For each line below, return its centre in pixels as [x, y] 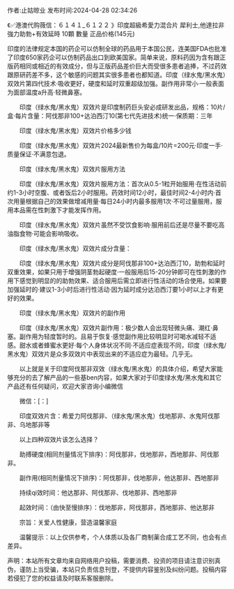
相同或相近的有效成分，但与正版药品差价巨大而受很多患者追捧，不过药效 [123, 66]
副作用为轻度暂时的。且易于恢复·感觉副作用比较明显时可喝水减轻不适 [118, 336]
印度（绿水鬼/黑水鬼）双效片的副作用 [72, 313]
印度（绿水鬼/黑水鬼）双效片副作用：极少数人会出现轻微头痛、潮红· [116, 328]
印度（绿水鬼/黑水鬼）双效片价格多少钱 [76, 131]
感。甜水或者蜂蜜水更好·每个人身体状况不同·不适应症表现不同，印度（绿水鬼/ [117, 345]
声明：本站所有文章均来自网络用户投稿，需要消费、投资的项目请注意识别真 [114, 561]
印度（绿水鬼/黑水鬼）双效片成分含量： [76, 248]
